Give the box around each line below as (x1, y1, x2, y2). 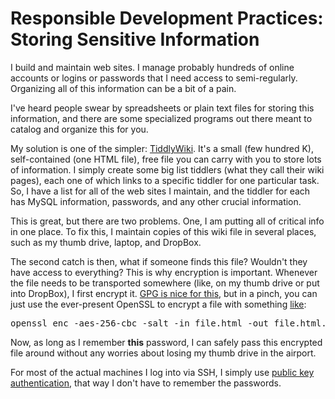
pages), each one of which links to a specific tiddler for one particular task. (10, 174, 320, 186)
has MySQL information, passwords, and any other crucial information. (10, 195, 302, 207)
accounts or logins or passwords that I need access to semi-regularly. (10, 72, 298, 84)
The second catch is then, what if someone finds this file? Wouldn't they (10, 255, 308, 267)
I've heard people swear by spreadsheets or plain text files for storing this (10, 102, 315, 114)
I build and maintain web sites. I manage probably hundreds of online (10, 61, 295, 73)
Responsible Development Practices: (10, 7, 324, 30)
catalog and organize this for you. (10, 123, 149, 135)
